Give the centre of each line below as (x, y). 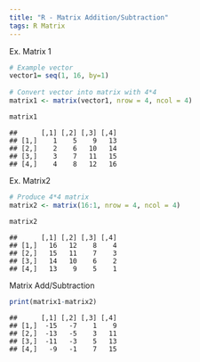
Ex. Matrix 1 (30, 51)
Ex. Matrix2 (30, 180)
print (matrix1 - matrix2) (53, 302)
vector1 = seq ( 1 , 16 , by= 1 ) (59, 76)
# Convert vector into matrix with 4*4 (83, 93)
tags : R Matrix (37, 26)
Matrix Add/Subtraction (52, 285)
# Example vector (41, 68)
